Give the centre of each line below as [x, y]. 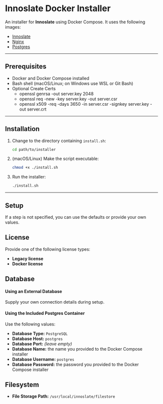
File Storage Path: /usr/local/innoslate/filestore [64, 396]
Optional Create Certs [34, 88]
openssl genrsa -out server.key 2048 [56, 94]
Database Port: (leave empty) [42, 344]
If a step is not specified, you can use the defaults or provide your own [76, 217]
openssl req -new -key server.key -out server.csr [68, 99]
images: [13, 27]
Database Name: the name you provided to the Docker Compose [77, 349]
